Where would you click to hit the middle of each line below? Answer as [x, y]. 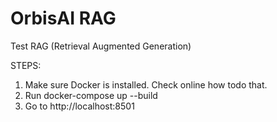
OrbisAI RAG [63, 18]
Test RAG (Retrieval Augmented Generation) [101, 46]
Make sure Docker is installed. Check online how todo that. [146, 84]
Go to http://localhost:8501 [79, 106]
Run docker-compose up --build [91, 95]
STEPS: [26, 65]
